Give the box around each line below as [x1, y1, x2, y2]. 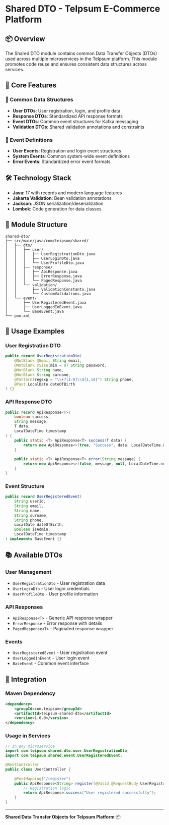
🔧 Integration [5, 675, 47, 684]
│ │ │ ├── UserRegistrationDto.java [5, 251, 96, 256]
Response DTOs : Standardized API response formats [12, 113, 123, 119]
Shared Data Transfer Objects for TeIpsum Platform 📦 [5, 814, 121, 820]
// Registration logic [23, 786, 71, 791]
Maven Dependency [5, 690, 56, 697]
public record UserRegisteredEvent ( [5, 494, 82, 500]
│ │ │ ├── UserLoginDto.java [5, 256, 80, 261]
